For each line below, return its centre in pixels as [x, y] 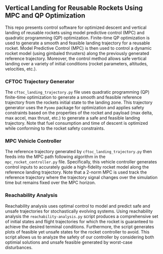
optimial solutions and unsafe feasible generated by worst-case [69, 242]
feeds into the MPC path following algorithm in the [55, 157]
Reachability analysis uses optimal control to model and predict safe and [78, 206]
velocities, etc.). [21, 69]
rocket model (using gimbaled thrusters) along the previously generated [77, 53]
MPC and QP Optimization [45, 16]
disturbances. [19, 247]
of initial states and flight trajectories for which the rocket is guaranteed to [79, 221]
